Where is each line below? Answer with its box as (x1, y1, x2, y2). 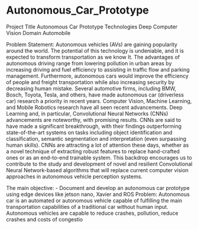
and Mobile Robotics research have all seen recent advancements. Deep (6, 104, 183, 111)
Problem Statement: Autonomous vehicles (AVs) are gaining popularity (6, 41, 178, 48)
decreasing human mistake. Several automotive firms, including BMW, (6, 85, 176, 92)
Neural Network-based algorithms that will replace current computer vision (6, 166, 189, 173)
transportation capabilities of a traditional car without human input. (6, 203, 168, 210)
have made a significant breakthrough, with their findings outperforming (6, 122, 182, 130)
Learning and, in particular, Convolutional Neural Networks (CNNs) (6, 110, 168, 117)
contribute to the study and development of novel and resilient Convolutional (6, 160, 193, 167)
